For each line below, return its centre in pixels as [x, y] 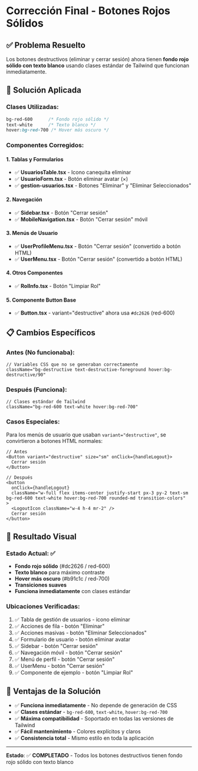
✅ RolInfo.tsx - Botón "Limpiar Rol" [58, 286]
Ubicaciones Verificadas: [43, 607]
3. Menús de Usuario [32, 233]
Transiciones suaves [40, 585]
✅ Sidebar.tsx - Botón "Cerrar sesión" [61, 213]
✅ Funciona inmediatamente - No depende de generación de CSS [96, 706]
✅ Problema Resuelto [46, 45]
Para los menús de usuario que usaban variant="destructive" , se [86, 435]
